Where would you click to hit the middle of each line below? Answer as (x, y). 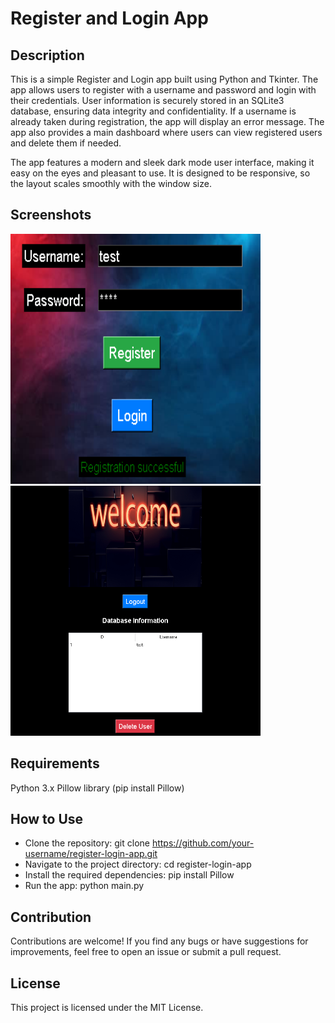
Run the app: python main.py (84, 886)
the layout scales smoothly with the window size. (111, 183)
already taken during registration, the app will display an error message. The (167, 121)
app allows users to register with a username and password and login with (163, 90)
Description (47, 55)
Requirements (55, 763)
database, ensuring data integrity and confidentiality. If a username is (153, 111)
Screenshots (51, 215)
